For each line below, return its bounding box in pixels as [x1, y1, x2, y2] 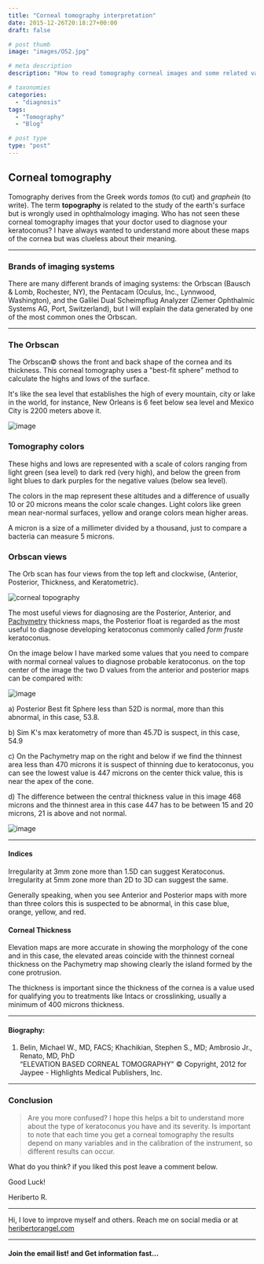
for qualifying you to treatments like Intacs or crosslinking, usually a [8, 991, 227, 1001]
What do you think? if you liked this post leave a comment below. [8, 1161, 218, 1171]
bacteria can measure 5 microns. [8, 531, 115, 541]
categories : [8, 91, 47, 99]
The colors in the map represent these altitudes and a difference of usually [8, 490, 250, 501]
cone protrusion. [8, 968, 62, 978]
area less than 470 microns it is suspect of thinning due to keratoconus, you [8, 759, 254, 769]
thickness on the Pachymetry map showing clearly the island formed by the [8, 960, 253, 969]
